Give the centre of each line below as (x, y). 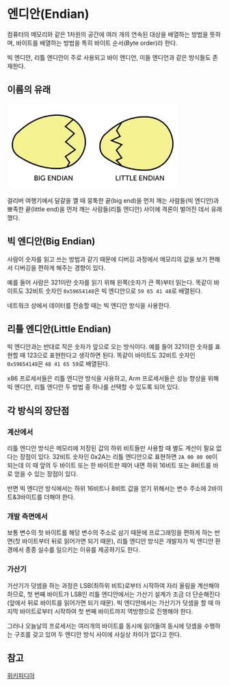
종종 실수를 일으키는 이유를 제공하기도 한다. (83, 550)
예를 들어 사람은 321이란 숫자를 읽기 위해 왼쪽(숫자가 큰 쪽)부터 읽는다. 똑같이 (110, 282)
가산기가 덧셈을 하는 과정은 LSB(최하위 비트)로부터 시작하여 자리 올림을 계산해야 (113, 585)
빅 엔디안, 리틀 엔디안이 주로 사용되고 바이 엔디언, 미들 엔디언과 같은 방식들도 (109, 57)
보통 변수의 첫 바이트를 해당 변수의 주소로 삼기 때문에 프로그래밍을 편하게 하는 (110, 532)
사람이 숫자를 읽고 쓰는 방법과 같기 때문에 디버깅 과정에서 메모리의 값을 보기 (107, 259)
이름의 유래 (29, 90)
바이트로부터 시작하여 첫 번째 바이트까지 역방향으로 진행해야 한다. (106, 611)
